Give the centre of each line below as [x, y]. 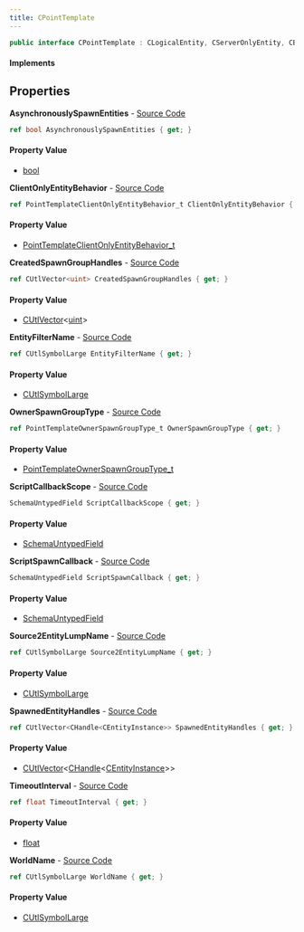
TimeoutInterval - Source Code [69, 785]
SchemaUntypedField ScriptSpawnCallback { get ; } [105, 578]
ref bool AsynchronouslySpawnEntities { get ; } [101, 129]
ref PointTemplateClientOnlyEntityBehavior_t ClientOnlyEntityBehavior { [152, 204]
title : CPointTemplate [52, 18]
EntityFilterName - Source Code [71, 338]
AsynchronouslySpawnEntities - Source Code [98, 113]
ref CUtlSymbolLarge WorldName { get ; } [87, 877]
